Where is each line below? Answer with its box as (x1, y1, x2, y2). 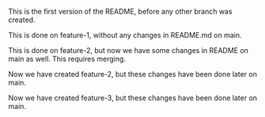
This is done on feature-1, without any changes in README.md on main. (8, 31, 242, 40)
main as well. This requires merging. (8, 55, 127, 63)
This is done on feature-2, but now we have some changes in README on (8, 46, 249, 55)
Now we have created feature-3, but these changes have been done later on (8, 93, 258, 102)
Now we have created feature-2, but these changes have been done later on (8, 70, 257, 78)
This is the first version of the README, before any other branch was (8, 7, 233, 16)
